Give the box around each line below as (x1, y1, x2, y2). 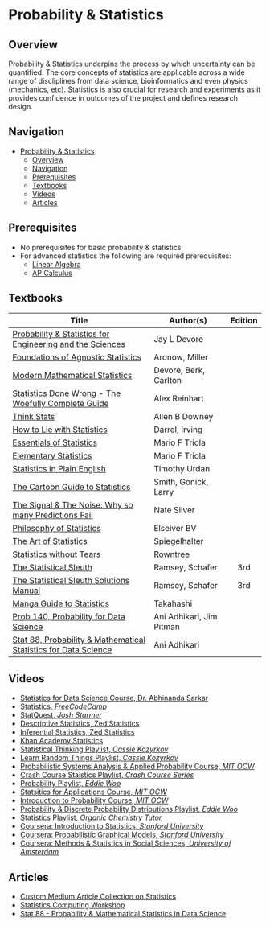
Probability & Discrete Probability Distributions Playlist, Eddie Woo (19, 805, 239, 814)
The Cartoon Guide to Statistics (12, 481, 131, 492)
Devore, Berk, (153, 364, 206, 376)
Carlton (153, 375, 182, 386)
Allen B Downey (153, 411, 214, 422)
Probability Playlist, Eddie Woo (19, 779, 121, 788)
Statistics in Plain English (12, 463, 106, 475)
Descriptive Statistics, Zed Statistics (19, 718, 140, 729)
